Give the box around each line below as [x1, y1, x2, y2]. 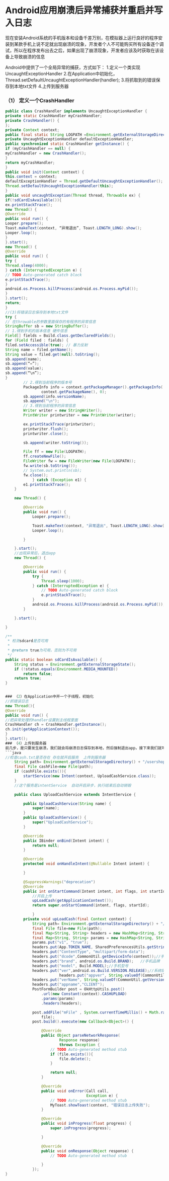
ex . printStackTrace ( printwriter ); [23, 421, 96, 427]
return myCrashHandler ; [5, 160, 55, 165]
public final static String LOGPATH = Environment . [5, 132, 114, 137]
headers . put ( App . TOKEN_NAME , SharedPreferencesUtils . [32, 945, 147, 950]
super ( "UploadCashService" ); [32, 820, 94, 825]
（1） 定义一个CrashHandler [5, 97, 74, 104]
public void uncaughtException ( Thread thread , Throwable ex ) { [5, 193, 141, 198]
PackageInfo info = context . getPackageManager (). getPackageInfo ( [23, 384, 163, 390]
